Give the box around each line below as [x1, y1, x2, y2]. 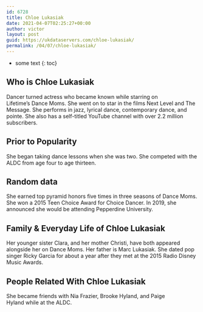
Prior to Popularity [6, 137, 77, 147]
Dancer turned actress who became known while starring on [6, 93, 158, 100]
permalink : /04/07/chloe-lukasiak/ [6, 43, 97, 49]
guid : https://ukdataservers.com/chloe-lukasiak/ [6, 37, 135, 43]
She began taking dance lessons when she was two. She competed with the [6, 152, 198, 160]
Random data [6, 177, 58, 187]
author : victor [6, 25, 45, 32]
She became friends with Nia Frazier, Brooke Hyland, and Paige [6, 292, 165, 299]
